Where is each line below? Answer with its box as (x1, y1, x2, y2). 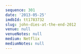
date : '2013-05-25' (5, 12, 47, 17)
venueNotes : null (5, 31, 42, 37)
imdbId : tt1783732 (5, 17, 44, 22)
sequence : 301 (5, 7, 36, 13)
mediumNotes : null (5, 41, 44, 46)
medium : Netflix (5, 37, 40, 42)
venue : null (5, 27, 31, 32)
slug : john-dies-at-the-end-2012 (5, 22, 76, 27)
